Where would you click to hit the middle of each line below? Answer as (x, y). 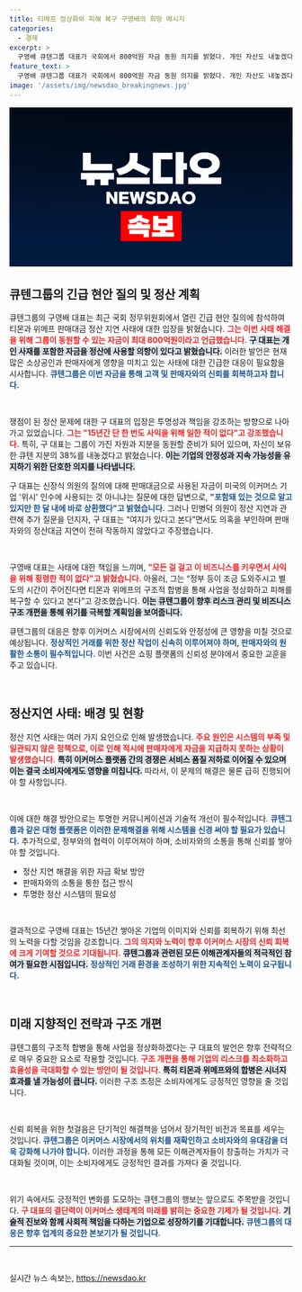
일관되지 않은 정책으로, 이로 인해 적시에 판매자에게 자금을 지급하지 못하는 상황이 (147, 748)
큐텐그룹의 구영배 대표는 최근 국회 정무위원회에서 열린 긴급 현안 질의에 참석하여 (147, 318)
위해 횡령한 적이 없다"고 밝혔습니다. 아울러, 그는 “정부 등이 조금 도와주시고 (147, 579)
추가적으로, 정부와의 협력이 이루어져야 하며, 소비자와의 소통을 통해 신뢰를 (148, 840)
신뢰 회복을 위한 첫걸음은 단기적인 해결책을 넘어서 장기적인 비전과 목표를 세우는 (147, 1128)
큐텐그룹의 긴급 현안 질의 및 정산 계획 (105, 294)
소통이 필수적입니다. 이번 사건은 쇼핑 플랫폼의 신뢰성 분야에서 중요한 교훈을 (156, 654)
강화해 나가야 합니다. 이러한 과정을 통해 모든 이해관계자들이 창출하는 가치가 (149, 1151)
